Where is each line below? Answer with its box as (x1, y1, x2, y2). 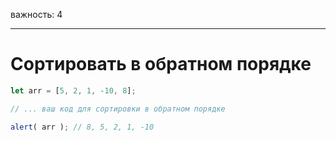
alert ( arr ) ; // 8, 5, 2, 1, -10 (10, 122, 155, 132)
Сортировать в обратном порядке (10, 53, 312, 76)
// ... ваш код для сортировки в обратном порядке (10, 104, 226, 114)
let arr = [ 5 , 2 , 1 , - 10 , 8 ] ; (10, 85, 137, 96)
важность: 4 (10, 9, 63, 20)
